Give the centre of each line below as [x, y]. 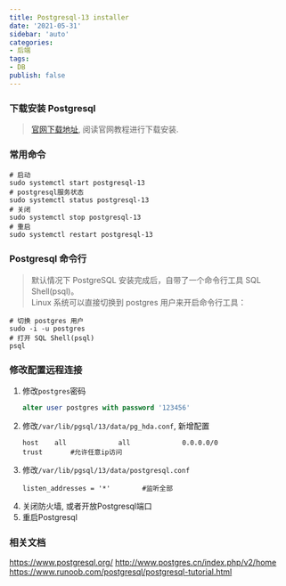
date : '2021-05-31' [45, 26]
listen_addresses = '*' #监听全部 [98, 488]
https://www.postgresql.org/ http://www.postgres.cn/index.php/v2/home [143, 563]
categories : [31, 42]
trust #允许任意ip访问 [72, 452]
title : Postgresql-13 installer [69, 17]
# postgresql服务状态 [47, 192]
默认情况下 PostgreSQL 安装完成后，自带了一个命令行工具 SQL [146, 280]
